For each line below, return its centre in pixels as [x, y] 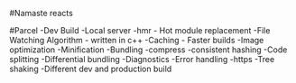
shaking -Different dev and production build [91, 69]
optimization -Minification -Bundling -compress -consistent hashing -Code [148, 50]
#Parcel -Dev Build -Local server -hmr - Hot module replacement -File [140, 30]
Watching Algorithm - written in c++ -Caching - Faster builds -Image [137, 40]
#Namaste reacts [42, 13]
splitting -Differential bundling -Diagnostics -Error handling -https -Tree [142, 59]
